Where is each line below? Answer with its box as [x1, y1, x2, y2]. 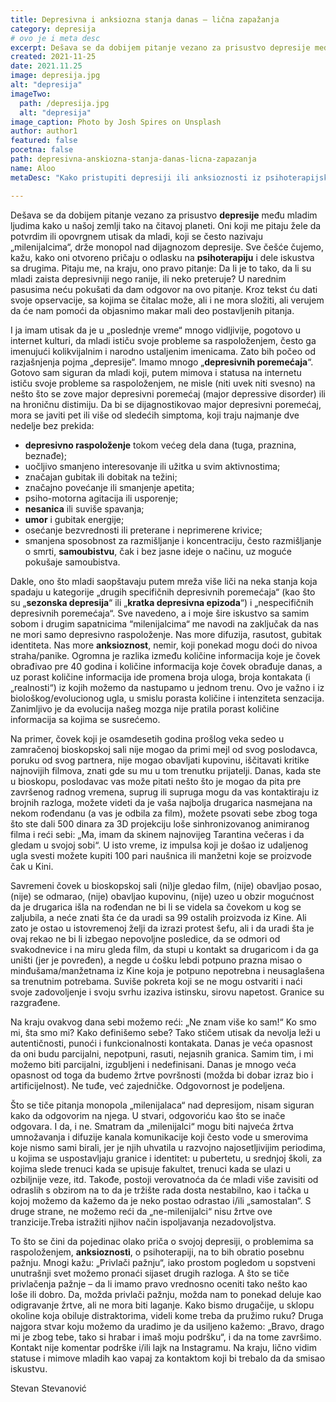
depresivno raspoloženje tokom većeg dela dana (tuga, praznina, [24, 439, 297, 451]
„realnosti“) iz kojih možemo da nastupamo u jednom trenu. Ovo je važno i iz [10, 681, 325, 693]
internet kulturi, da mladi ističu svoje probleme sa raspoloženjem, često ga [10, 334, 317, 346]
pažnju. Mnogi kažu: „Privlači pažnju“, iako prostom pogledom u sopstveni [10, 1256, 316, 1268]
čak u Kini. [10, 860, 54, 872]
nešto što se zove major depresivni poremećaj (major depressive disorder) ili [10, 387, 326, 400]
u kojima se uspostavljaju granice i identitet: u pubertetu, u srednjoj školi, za [10, 1152, 323, 1164]
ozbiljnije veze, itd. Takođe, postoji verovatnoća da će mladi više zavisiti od [10, 1173, 319, 1185]
